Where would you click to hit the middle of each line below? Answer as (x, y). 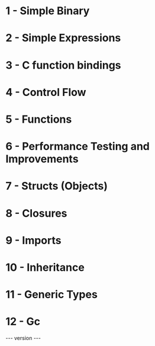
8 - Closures (36, 213)
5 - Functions (39, 119)
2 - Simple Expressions (63, 38)
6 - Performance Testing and (78, 147)
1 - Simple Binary (48, 11)
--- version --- (23, 338)
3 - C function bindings (64, 65)
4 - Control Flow (46, 92)
